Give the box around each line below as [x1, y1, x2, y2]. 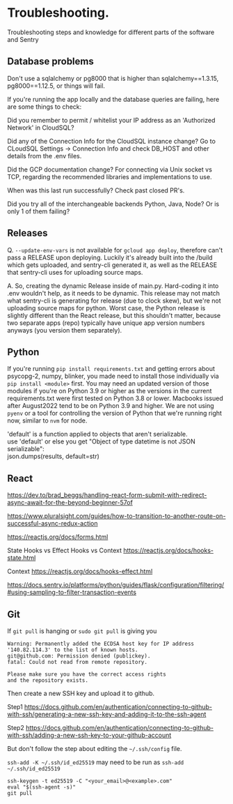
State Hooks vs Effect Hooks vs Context [7, 546, 122, 555]
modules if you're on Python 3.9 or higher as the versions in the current [7, 387, 212, 395]
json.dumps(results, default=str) [7, 452, 99, 461]
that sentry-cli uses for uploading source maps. [7, 268, 143, 276]
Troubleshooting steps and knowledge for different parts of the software [7, 28, 215, 36]
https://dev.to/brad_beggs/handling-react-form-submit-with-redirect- [7, 491, 207, 499]
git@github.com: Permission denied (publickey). [7, 653, 151, 660]
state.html [7, 554, 36, 562]
